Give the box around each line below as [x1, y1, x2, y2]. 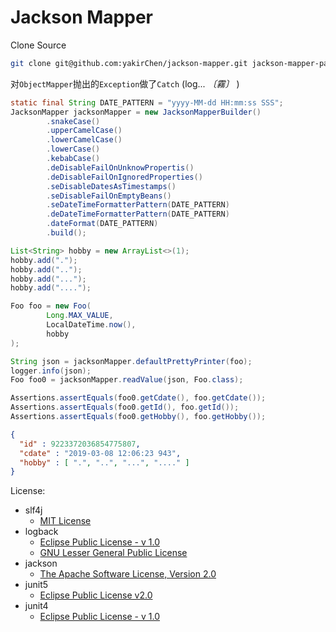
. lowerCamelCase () [46, 135, 123, 145]
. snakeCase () [46, 116, 101, 126]
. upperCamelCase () [46, 126, 123, 136]
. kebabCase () [46, 154, 101, 164]
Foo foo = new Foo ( [10, 301, 92, 311]
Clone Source [10, 39, 67, 51]
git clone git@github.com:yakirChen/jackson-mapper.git [10, 58, 248, 68]
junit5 [24, 579, 49, 591]
